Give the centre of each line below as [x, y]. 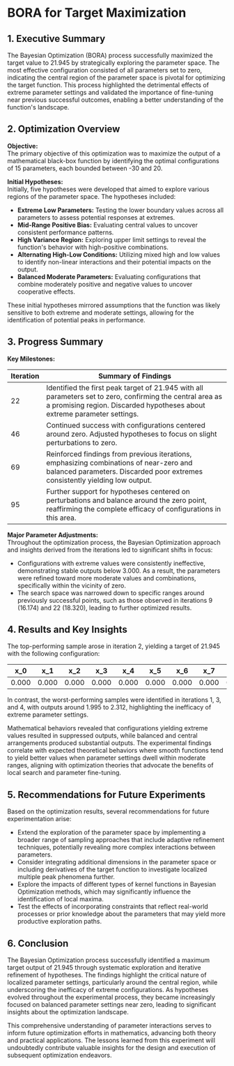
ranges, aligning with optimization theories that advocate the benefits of [110, 765]
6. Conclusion [38, 943]
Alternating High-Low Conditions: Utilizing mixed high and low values [119, 254]
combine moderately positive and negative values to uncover [105, 284]
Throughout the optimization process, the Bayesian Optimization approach [114, 542]
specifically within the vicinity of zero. [72, 585]
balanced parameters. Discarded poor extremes [125, 471]
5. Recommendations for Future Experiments [106, 794]
